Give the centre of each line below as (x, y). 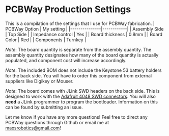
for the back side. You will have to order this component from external (79, 75)
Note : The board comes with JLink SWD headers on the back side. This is (82, 91)
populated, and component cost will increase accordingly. (66, 60)
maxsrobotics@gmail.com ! (33, 128)
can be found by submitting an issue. (44, 107)
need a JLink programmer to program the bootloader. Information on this (81, 102)
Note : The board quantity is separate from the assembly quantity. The (78, 49)
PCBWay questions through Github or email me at (57, 122)
